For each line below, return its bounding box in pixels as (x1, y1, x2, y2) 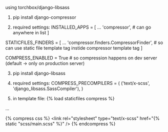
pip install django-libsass (12, 70, 66, 76)
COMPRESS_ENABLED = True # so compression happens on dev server (5, 55, 157, 61)
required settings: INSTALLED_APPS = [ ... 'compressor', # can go (12, 24, 151, 30)
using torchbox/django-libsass (5, 5, 70, 10)
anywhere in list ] (12, 30, 50, 35)
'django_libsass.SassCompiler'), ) (12, 85, 83, 92)
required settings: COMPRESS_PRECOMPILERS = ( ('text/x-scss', (12, 80, 150, 86)
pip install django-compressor (12, 14, 76, 20)
